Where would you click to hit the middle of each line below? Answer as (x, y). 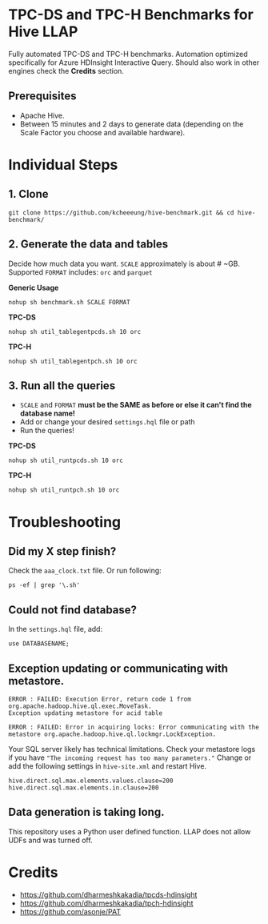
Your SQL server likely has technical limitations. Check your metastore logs (132, 749)
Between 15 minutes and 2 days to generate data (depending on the (132, 124)
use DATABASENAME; (39, 644)
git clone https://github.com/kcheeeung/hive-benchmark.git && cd (121, 213)
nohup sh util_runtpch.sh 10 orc (64, 490)
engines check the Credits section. (66, 70)
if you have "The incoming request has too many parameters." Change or (130, 757)
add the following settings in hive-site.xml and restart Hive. (107, 766)
